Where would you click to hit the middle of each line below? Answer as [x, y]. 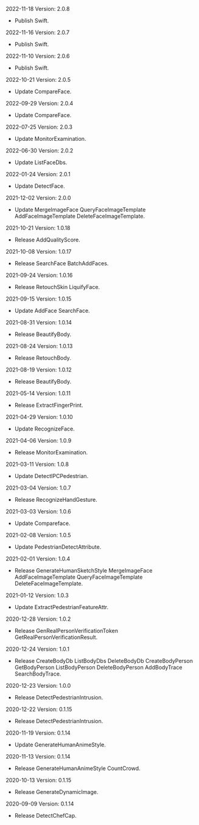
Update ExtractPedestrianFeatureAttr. [61, 607]
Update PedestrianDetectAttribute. [58, 547]
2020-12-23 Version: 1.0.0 [38, 686]
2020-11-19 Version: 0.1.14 [38, 733]
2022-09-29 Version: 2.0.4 [40, 103]
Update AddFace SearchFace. [52, 311]
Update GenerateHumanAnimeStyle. [60, 745]
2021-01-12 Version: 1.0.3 [37, 595]
